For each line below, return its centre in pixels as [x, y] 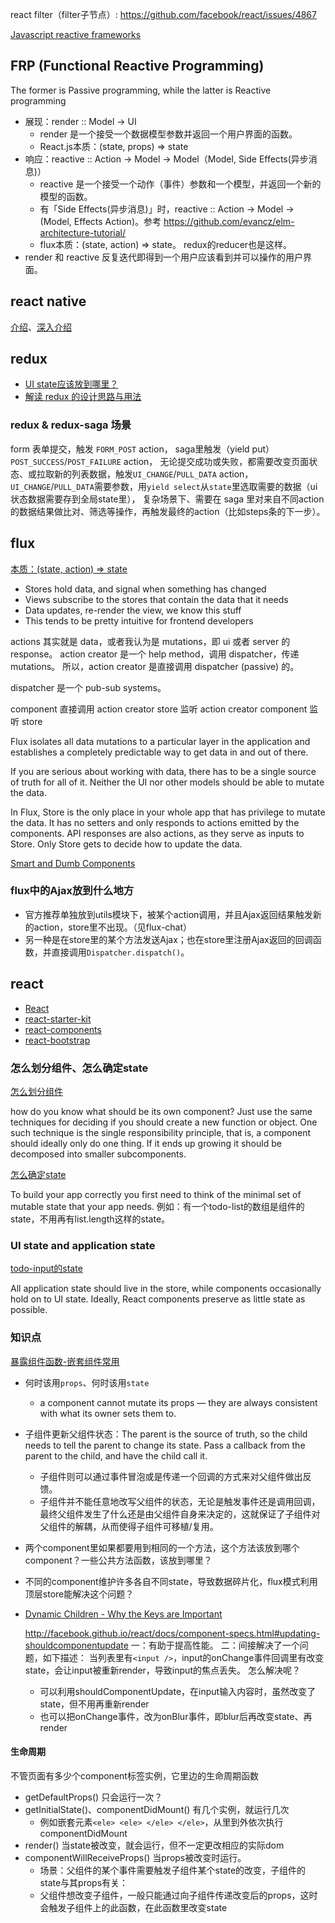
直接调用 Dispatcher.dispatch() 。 [120, 952]
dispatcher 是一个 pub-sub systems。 [88, 687]
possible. [29, 1310]
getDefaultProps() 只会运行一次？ [93, 1797]
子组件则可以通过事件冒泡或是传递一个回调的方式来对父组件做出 [171, 1476]
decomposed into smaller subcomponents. [98, 1154]
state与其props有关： [84, 1882]
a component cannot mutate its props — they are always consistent [178, 1402]
